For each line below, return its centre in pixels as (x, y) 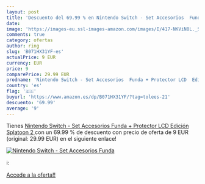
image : (15, 29)
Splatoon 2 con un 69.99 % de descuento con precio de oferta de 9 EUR (98, 132)
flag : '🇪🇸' (21, 91)
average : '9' (23, 108)
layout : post (23, 12)
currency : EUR (24, 63)
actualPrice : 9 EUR (31, 57)
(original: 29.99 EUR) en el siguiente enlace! (62, 138)
